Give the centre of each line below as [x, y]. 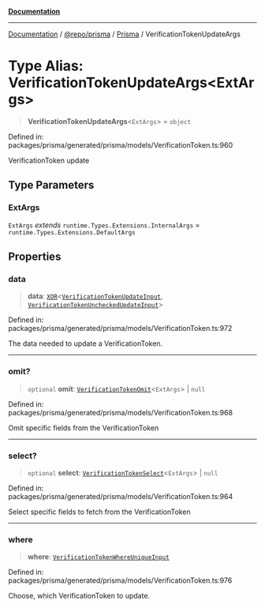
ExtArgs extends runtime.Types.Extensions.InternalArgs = [104, 225]
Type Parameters [51, 185]
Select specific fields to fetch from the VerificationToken [99, 512]
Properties [35, 257]
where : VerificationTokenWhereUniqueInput [98, 557]
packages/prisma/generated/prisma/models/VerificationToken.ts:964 [121, 496]
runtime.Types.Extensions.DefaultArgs [72, 232]
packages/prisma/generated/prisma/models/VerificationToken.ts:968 [121, 412]
